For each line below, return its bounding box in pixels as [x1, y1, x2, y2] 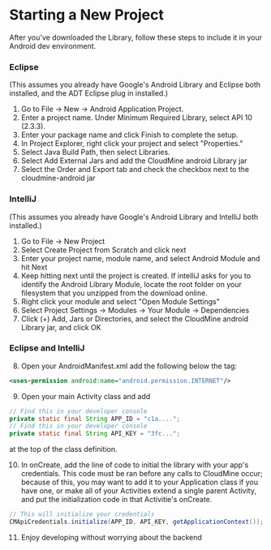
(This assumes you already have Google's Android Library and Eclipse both [9, 79, 261, 90]
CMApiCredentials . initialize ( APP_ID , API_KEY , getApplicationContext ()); [9, 518, 265, 526]
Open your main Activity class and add [20, 391, 151, 401]
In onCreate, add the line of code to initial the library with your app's [20, 460, 249, 470]
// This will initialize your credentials [9, 510, 155, 518]
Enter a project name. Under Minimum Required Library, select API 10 [20, 113, 252, 122]
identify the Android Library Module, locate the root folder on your [20, 279, 242, 289]
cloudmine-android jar [20, 173, 96, 183]
